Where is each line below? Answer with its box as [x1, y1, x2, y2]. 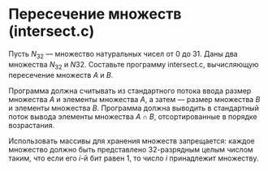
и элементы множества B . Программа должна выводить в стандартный [8, 103, 260, 113]
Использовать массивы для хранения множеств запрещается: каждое [8, 135, 255, 146]
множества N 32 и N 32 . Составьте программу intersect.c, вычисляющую [8, 59, 259, 71]
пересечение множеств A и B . [8, 70, 114, 79]
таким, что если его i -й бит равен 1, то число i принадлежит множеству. [8, 153, 259, 163]
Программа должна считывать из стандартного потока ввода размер [8, 86, 252, 96]
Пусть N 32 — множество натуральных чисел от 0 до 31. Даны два [8, 49, 238, 61]
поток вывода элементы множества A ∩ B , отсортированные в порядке [8, 111, 257, 122]
